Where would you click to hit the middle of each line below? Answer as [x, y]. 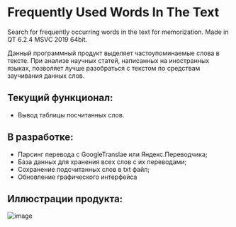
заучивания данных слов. [46, 76]
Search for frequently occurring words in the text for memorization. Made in [118, 32]
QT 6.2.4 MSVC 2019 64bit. [47, 39]
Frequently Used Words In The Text [113, 12]
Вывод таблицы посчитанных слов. [71, 115]
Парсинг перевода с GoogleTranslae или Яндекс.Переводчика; [112, 154]
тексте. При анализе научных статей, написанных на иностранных [108, 60]
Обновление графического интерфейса [77, 177]
